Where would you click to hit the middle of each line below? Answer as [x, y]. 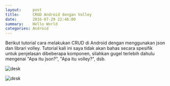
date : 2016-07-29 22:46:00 [41, 19]
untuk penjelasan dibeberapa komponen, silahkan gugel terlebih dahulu [80, 54]
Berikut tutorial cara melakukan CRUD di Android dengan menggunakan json [85, 43]
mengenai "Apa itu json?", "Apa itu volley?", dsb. [55, 59]
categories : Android [27, 29]
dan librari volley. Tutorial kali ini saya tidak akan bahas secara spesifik [79, 48]
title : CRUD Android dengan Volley [49, 15]
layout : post [24, 10]
